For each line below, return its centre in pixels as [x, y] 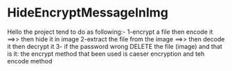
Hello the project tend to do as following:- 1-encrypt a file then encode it [110, 32]
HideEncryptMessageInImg [88, 13]
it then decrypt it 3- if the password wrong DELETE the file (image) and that [115, 46]
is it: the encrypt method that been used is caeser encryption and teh [106, 54]
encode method [30, 61]
